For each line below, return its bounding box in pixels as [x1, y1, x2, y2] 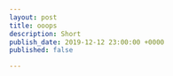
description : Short [9, 29, 82, 38]
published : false [9, 46, 74, 55]
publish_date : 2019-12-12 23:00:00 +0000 [9, 37, 165, 47]
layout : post [9, 12, 58, 22]
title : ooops [9, 21, 58, 30]
